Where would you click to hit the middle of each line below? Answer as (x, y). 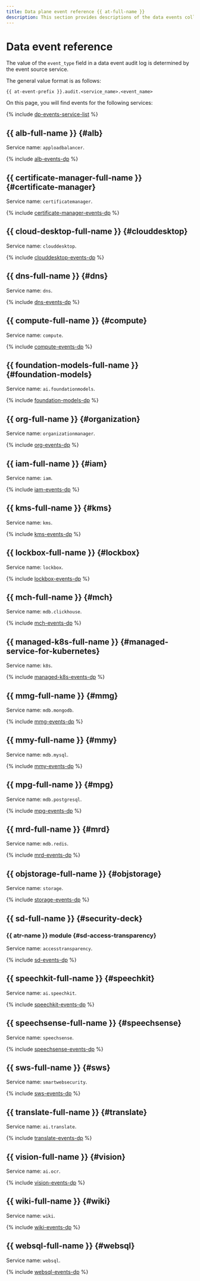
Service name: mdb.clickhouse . (44, 612)
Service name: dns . (29, 290)
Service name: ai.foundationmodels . (51, 389)
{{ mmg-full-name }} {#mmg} (62, 696)
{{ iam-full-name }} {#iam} (57, 464)
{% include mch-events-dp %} (44, 623)
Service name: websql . (33, 1260)
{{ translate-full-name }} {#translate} (77, 1112)
